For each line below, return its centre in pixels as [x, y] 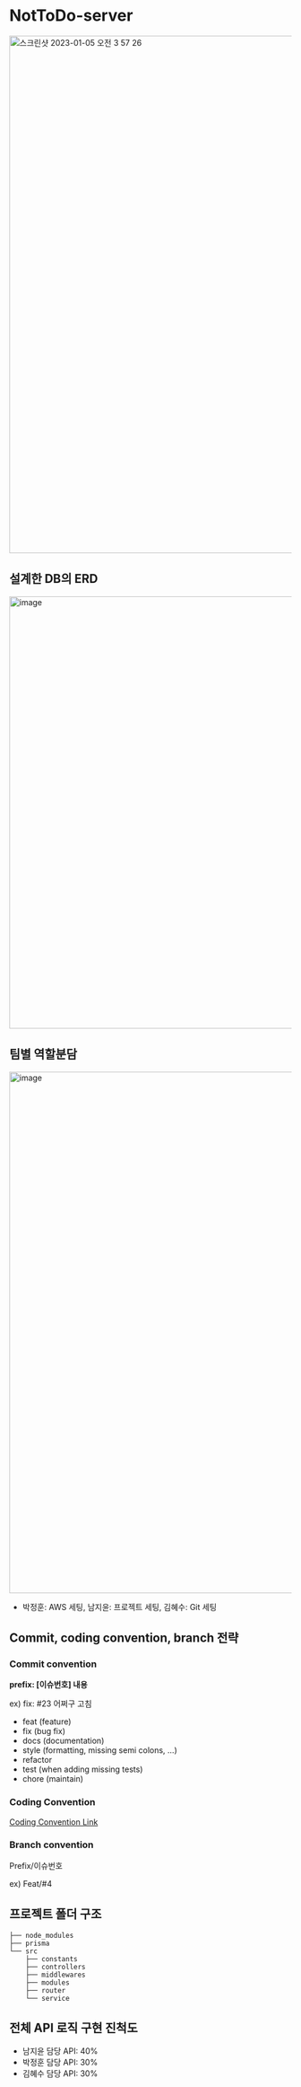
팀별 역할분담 [43, 1055]
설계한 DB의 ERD [54, 579]
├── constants [52, 1959]
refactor [37, 1760]
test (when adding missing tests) [82, 1769]
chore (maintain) [52, 1779]
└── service [47, 1998]
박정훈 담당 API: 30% [60, 2063]
